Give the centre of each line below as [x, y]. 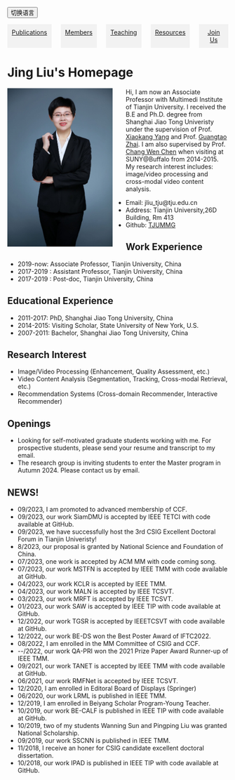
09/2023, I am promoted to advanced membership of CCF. [102, 509]
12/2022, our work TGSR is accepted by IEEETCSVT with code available [121, 621]
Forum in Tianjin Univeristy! [57, 539]
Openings [29, 424]
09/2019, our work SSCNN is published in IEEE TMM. [94, 740]
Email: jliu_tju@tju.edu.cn [162, 202]
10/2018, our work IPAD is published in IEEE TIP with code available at [118, 763]
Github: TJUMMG [151, 225]
